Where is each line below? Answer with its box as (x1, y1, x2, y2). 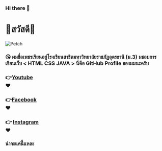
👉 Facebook (5, 96, 37, 103)
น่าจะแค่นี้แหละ (5, 140, 35, 147)
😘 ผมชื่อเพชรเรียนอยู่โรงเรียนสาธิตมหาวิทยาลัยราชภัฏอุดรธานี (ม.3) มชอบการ (5, 53, 157, 60)
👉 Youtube (5, 73, 33, 81)
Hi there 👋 (5, 5, 31, 12)
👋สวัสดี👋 (5, 23, 36, 35)
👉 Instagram (5, 118, 39, 125)
